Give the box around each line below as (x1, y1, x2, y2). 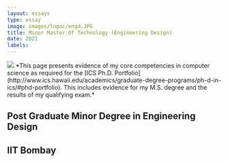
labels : (7, 42, 29, 49)
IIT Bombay (7, 145, 57, 156)
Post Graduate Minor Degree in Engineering (7, 110, 196, 122)
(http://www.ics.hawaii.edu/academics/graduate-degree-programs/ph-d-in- (7, 76, 222, 84)
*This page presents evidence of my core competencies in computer (15, 62, 210, 69)
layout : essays (7, 10, 51, 17)
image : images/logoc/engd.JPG (7, 23, 94, 29)
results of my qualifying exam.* (7, 90, 96, 99)
